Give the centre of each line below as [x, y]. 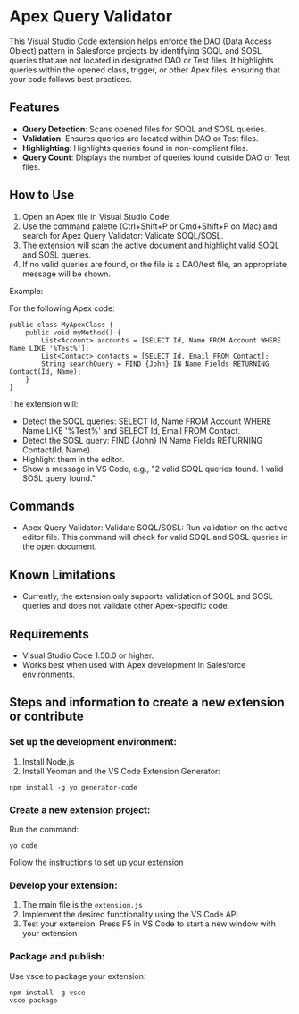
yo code [24, 845]
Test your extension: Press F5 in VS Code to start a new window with [149, 924]
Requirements [49, 634]
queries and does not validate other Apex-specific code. [126, 606]
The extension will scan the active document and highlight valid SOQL [150, 245]
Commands [42, 506]
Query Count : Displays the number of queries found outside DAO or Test [156, 157]
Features [34, 108]
